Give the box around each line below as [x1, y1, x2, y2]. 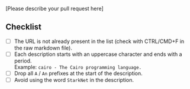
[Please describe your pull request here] [5, 5, 104, 12]
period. [14, 57, 32, 64]
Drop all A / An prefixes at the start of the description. [14, 70, 143, 77]
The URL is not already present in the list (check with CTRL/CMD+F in [14, 38, 185, 45]
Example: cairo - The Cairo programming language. [14, 63, 142, 70]
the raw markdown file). [14, 44, 72, 51]
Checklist [5, 22, 42, 32]
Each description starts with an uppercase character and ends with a [14, 50, 182, 58]
